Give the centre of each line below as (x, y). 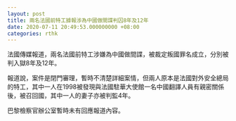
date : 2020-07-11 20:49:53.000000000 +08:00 (73, 27)
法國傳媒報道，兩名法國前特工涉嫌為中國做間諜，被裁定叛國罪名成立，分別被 (118, 54)
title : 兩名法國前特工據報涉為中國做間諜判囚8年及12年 (78, 20)
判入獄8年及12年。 (34, 63)
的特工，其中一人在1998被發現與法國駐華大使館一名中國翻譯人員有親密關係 (116, 87)
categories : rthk (33, 33)
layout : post (26, 14)
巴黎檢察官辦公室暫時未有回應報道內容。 (66, 110)
